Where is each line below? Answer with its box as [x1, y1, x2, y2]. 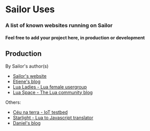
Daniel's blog [12, 120, 41, 126]
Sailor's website [12, 73, 47, 79]
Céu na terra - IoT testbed [12, 109, 68, 115]
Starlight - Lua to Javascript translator [12, 114, 93, 121]
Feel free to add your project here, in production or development [5, 34, 145, 40]
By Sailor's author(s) [5, 63, 49, 69]
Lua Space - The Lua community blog [12, 89, 93, 95]
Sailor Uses [5, 4, 55, 15]
